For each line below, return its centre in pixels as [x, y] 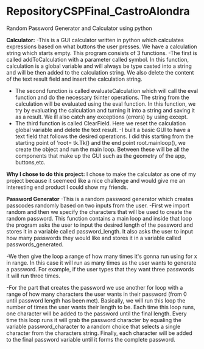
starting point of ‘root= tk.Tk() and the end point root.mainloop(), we [100, 142]
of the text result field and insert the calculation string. [74, 79]
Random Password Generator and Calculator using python [79, 28]
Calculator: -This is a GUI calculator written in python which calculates [95, 40]
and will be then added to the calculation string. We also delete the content [100, 72]
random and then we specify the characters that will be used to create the [99, 211]
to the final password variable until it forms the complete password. [91, 339]
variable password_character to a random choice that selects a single [93, 326]
